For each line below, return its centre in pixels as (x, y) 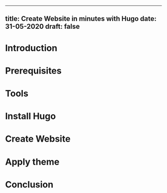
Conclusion (29, 184)
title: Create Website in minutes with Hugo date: (81, 19)
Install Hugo (31, 116)
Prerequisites (34, 71)
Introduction (31, 48)
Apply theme (32, 162)
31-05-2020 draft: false (42, 27)
